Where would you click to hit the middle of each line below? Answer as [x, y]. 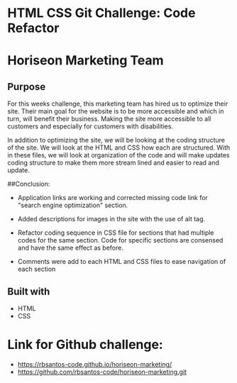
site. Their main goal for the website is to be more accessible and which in [116, 111]
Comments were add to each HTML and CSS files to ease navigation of [122, 262]
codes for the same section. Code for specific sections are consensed [120, 240]
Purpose [27, 87]
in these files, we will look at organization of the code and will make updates [118, 155]
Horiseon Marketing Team [86, 61]
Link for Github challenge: [85, 345]
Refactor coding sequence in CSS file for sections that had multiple [116, 233]
